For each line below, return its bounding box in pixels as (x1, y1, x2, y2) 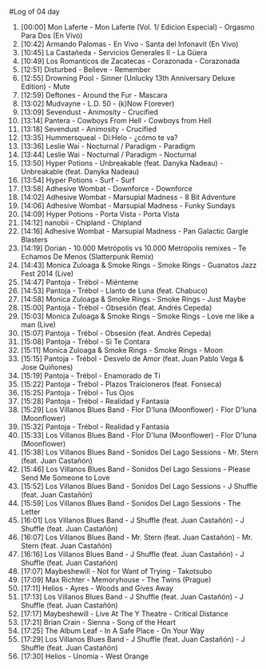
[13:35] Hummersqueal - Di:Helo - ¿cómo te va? (20, 133, 178, 142)
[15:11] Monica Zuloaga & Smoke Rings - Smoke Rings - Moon (20, 346, 224, 355)
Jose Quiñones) (20, 363, 73, 371)
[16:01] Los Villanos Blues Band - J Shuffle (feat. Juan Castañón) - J (20, 515, 244, 525)
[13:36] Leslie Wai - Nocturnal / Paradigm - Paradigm (20, 142, 196, 150)
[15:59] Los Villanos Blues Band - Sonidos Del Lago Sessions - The (20, 499, 241, 507)
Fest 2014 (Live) (20, 269, 74, 278)
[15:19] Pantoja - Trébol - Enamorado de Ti (20, 371, 161, 380)
